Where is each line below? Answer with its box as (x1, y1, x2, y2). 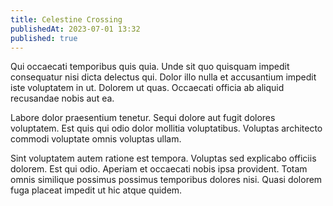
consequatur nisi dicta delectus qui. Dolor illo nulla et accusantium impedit (10, 71, 317, 83)
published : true (10, 33, 78, 43)
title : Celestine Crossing (10, 14, 123, 25)
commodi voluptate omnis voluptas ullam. (10, 133, 182, 145)
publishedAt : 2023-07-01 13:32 (10, 24, 141, 34)
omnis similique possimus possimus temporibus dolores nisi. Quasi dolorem (10, 174, 323, 186)
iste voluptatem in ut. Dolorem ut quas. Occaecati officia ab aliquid (10, 82, 285, 94)
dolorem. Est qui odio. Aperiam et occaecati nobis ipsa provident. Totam (10, 163, 308, 175)
